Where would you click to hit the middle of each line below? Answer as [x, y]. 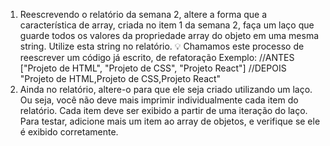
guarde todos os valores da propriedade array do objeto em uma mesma [169, 35]
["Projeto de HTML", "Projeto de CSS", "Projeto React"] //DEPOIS [153, 68]
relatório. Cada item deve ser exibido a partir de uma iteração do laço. [163, 110]
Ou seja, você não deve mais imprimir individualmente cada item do [159, 100]
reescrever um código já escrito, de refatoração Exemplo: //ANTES [157, 57]
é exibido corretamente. [69, 132]
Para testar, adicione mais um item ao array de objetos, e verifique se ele [170, 121]
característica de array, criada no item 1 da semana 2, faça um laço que [167, 25]
